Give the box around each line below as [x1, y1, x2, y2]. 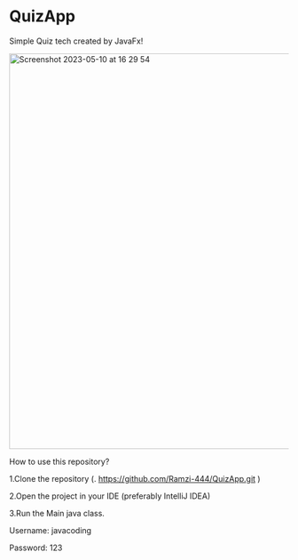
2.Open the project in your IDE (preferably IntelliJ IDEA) [9, 491, 211, 501]
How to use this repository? [9, 456, 110, 467]
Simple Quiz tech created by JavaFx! [9, 36, 144, 46]
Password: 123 [9, 542, 63, 553]
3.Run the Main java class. [9, 508, 105, 518]
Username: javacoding [9, 524, 91, 535]
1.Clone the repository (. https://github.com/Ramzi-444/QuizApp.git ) [9, 473, 261, 484]
